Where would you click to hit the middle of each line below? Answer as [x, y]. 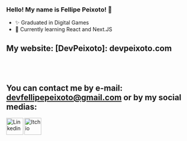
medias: [22, 106]
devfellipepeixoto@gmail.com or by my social [94, 97]
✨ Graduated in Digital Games [52, 23]
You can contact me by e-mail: [65, 88]
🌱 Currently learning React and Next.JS [63, 29]
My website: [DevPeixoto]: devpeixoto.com [89, 48]
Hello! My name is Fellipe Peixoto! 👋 [59, 10]
